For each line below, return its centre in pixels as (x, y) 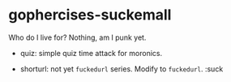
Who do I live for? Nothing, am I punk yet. (77, 37)
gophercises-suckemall (90, 15)
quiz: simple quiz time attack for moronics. (91, 53)
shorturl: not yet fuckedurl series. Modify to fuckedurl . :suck (122, 69)
